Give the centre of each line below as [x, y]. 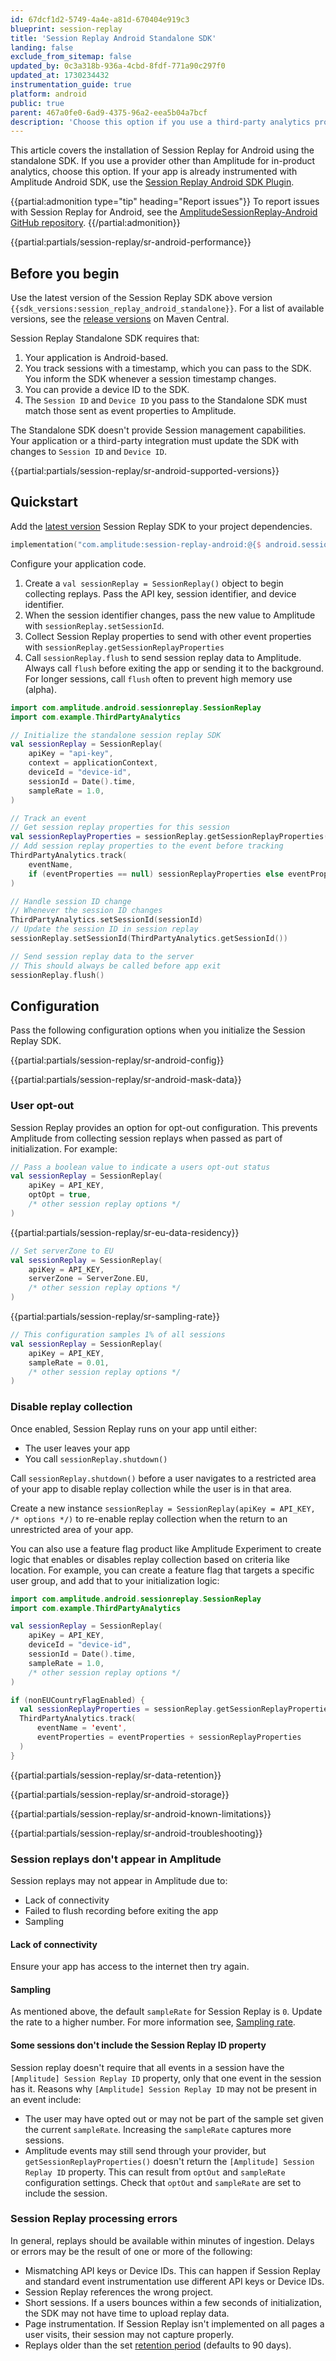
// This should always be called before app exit [116, 966]
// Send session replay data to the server [102, 956]
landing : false [42, 47]
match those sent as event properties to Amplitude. [130, 411]
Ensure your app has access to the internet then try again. [130, 1967]
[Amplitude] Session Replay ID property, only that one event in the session [166, 2078]
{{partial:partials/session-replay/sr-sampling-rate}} [115, 1317]
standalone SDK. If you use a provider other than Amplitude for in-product [163, 161]
